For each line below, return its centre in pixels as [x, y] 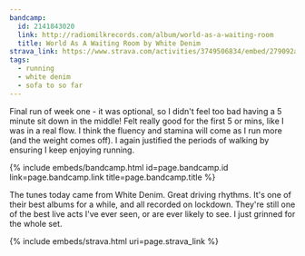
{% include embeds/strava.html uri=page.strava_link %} [114, 241]
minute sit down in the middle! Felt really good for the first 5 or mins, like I [147, 121]
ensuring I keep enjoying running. [72, 150]
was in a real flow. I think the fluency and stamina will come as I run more [146, 130]
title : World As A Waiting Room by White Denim [109, 43]
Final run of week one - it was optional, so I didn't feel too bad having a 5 [146, 111]
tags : [20, 60]
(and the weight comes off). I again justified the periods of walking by [139, 140]
